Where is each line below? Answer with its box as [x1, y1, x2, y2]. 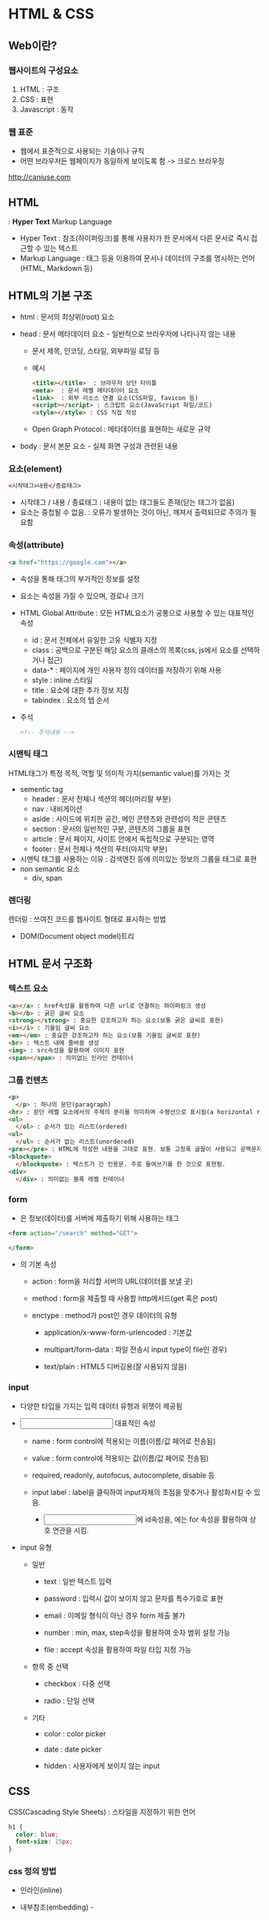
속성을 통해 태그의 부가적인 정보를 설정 [19, 574, 140, 584]
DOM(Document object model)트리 [19, 931, 134, 940]
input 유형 [19, 1542, 52, 1552]
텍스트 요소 [8, 983, 49, 994]
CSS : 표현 [19, 94, 54, 104]
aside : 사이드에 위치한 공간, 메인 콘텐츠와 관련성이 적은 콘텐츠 [31, 814, 227, 823]
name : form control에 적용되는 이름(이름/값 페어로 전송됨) [31, 1436, 216, 1445]
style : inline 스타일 [31, 675, 94, 685]
